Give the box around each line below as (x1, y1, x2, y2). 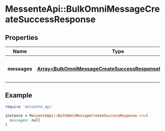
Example (5, 91, 32, 100)
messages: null (9, 118, 41, 123)
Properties (5, 33, 38, 42)
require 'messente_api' (5, 104, 54, 109)
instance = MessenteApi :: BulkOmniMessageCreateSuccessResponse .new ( (5, 113, 148, 118)
